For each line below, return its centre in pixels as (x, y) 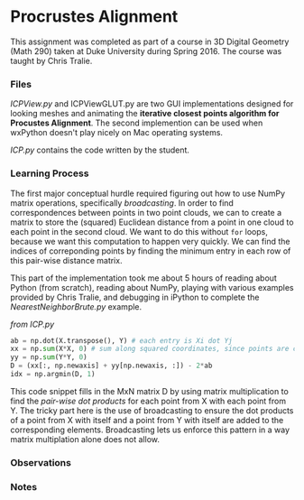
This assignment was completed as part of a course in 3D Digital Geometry (150, 42)
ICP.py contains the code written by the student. (100, 150)
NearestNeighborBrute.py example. (76, 306)
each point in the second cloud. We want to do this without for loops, (139, 231)
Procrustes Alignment (94, 17)
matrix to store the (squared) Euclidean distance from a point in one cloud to (152, 222)
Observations (41, 462)
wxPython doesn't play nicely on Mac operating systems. (117, 133)
